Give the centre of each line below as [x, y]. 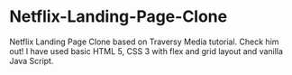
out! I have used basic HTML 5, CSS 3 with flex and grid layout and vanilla [146, 51]
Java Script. [32, 61]
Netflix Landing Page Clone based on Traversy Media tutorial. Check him [144, 42]
